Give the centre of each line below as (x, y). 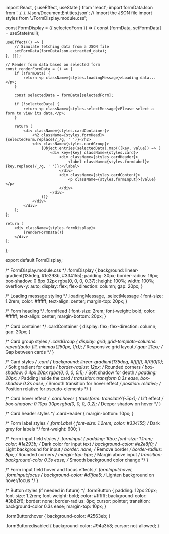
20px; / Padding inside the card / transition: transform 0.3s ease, (72, 378)
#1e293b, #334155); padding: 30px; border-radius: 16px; (100, 275)
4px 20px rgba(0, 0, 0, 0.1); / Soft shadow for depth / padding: (93, 372)
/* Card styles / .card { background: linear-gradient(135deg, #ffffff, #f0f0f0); (84, 362)
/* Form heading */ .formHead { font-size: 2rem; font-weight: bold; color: (80, 311)
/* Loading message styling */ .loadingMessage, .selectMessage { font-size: (84, 296)
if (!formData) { (32, 73)
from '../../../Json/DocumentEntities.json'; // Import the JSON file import (79, 13)
